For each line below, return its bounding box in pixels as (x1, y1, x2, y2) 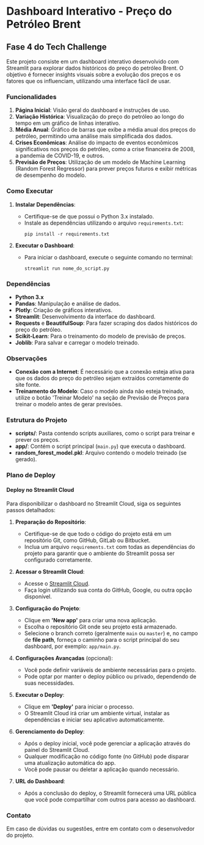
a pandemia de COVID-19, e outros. (15, 152, 104, 160)
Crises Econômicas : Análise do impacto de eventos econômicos (15, 139, 178, 146)
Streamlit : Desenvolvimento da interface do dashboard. (15, 313, 156, 320)
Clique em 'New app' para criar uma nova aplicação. (24, 616, 158, 624)
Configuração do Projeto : (15, 605, 81, 612)
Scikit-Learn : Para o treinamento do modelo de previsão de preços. (15, 332, 186, 340)
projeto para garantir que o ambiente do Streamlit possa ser (24, 549, 175, 557)
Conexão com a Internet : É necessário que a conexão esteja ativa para (15, 368, 195, 376)
